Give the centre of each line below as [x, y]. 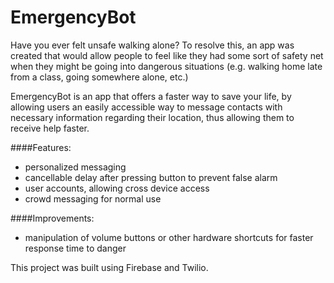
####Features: [41, 147]
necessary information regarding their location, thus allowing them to [152, 117]
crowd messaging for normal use [93, 198]
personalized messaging [75, 167]
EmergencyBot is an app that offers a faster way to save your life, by [151, 96]
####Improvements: [52, 218]
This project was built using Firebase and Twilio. [109, 267]
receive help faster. [50, 128]
